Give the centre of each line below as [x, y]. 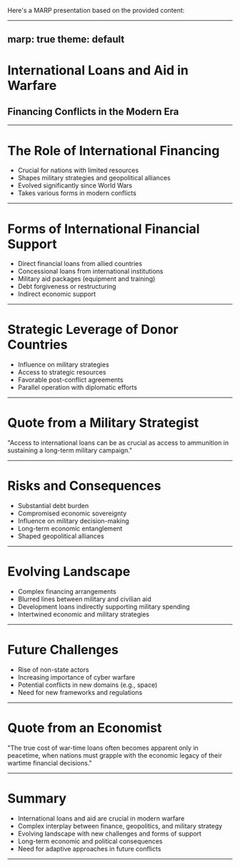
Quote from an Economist [85, 728]
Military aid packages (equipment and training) [86, 279]
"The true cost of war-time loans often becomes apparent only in [103, 748]
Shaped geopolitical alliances [61, 536]
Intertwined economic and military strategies [84, 615]
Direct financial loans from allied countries [80, 264]
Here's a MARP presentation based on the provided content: [96, 10]
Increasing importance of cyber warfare [76, 677]
